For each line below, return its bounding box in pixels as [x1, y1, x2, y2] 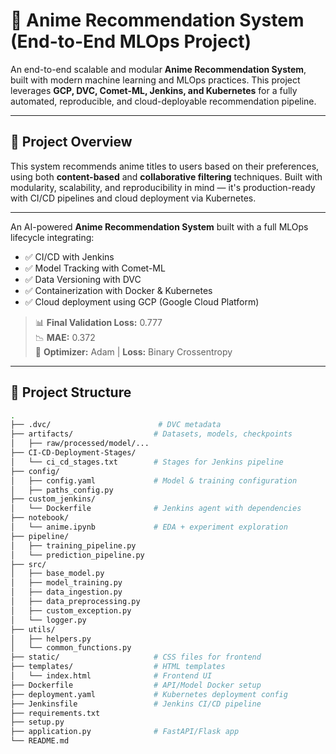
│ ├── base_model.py [10, 569, 105, 579]
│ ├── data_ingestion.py [10, 587, 123, 598]
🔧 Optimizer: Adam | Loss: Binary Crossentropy [34, 345, 233, 358]
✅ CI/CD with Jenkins [24, 250, 115, 263]
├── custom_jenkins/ [10, 494, 97, 504]
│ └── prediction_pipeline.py [10, 550, 145, 560]
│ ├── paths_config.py [10, 485, 114, 495]
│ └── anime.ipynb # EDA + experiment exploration [10, 522, 288, 533]
